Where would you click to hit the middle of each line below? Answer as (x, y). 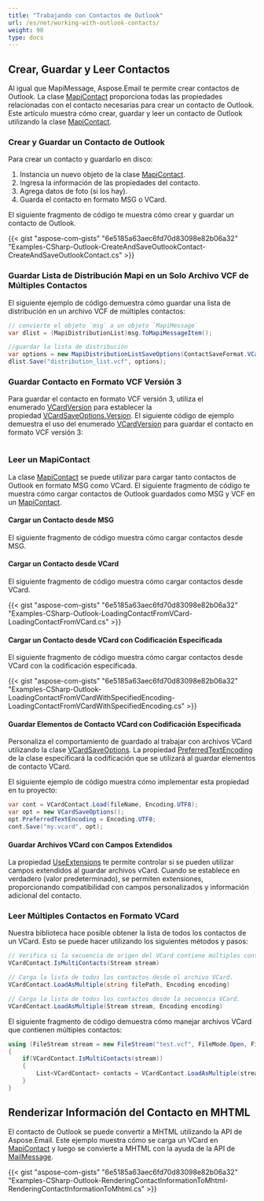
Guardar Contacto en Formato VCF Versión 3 (95, 381)
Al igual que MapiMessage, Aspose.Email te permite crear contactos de (124, 88)
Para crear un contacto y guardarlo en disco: (81, 159)
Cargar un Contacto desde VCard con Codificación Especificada (115, 639)
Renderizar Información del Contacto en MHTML (129, 1112)
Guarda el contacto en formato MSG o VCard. (93, 200)
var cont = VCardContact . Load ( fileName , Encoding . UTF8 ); (103, 805)
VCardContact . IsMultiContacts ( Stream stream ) (84, 963)
